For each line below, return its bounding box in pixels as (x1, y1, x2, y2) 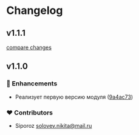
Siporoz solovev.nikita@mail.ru (15, 122, 92, 129)
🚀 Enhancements (6, 79, 58, 88)
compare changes (6, 44, 52, 51)
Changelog (6, 4, 63, 18)
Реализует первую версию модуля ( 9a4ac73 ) (15, 93, 134, 100)
